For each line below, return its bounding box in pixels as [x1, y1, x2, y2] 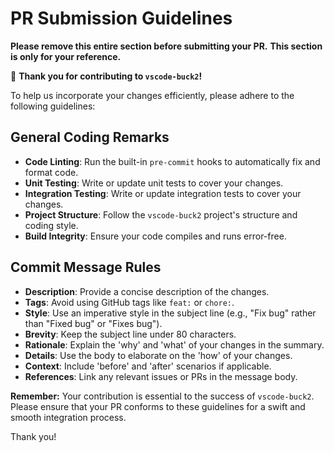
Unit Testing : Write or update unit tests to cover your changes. [24, 177, 284, 189]
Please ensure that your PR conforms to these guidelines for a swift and [10, 400, 306, 412]
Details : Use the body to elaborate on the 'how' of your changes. [24, 349, 293, 361]
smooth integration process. [10, 411, 127, 423]
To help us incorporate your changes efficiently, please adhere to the [10, 89, 295, 101]
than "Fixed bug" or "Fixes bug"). [24, 317, 163, 329]
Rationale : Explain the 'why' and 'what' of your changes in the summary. [24, 338, 325, 351]
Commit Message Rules [10, 259, 162, 276]
